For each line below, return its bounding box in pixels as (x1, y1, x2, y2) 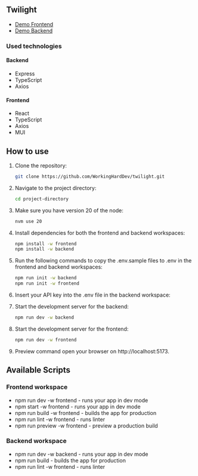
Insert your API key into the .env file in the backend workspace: (14, 291, 171, 298)
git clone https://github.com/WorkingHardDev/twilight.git (14, 173, 165, 179)
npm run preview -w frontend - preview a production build (14, 422, 158, 429)
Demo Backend (14, 27, 53, 34)
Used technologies (6, 42, 62, 50)
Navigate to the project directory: (14, 184, 97, 191)
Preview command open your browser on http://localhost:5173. (14, 347, 170, 355)
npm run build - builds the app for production (14, 457, 126, 464)
